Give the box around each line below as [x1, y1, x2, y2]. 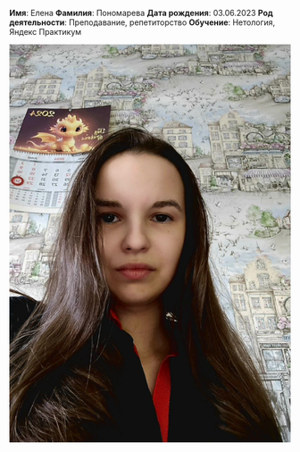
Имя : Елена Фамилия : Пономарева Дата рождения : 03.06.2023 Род [9, 8, 274, 18]
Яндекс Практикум [9, 27, 82, 37]
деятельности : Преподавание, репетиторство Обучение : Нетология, [9, 17, 276, 28]
